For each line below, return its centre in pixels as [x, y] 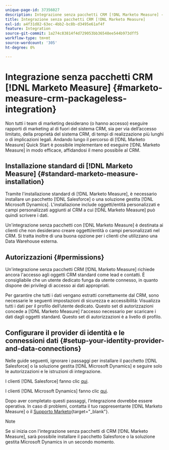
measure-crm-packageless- [66, 98]
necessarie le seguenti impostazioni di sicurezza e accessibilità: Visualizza [83, 301]
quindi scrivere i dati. [27, 215]
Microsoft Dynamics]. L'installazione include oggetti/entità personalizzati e [82, 205]
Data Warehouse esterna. [32, 241]
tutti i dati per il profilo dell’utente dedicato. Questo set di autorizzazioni [79, 306]
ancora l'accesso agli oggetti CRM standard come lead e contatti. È [75, 275]
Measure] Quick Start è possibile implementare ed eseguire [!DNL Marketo [83, 145]
